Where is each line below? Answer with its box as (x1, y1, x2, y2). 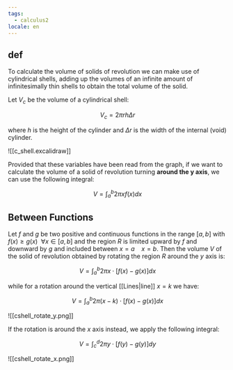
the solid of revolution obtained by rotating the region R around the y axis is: (8, 252, 225, 261)
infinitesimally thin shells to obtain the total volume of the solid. (8, 82, 188, 90)
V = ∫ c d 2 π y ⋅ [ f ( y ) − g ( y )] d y (79, 338, 156, 350)
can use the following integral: (8, 175, 95, 183)
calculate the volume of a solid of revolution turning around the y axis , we (8, 168, 220, 176)
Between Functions (8, 211, 94, 223)
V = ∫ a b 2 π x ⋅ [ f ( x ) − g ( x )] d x (79, 266, 156, 277)
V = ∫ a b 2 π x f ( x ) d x (93, 188, 143, 200)
